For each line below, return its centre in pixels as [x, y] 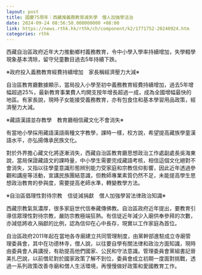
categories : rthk [28, 34]
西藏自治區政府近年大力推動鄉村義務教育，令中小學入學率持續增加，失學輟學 [101, 52]
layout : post [23, 12]
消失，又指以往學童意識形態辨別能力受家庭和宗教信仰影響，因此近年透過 [101, 168]
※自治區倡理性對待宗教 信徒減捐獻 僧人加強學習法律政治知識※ [86, 196]
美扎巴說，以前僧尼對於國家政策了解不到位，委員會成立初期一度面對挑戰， [98, 259]
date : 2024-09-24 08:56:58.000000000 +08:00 [63, 23]
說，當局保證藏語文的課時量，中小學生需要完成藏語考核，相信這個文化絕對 [98, 161]
